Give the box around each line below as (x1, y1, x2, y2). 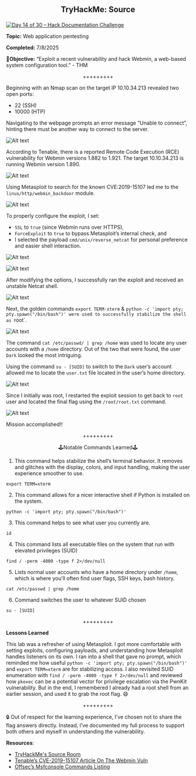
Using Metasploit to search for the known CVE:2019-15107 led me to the (6, 184, 179, 191)
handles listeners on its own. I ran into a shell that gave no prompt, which (6, 653, 181, 660)
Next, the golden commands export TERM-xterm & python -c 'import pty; (6, 305, 184, 313)
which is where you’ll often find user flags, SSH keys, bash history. (14, 575, 175, 582)
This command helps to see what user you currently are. (14, 519, 150, 526)
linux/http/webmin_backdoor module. (6, 190, 95, 197)
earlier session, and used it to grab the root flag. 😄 (6, 691, 128, 698)
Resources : (6, 740, 34, 747)
